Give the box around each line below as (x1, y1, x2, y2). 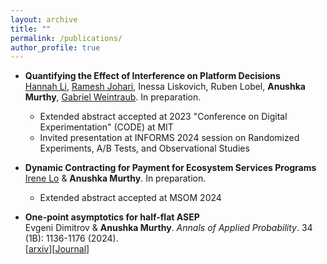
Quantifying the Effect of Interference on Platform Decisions (24, 70, 281, 82)
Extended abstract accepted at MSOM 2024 (39, 192, 222, 204)
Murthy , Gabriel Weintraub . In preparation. (24, 91, 202, 103)
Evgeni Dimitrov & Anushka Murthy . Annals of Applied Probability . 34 (24, 222, 313, 234)
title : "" (10, 24, 52, 34)
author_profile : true (10, 42, 101, 53)
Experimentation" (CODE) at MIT (39, 121, 174, 133)
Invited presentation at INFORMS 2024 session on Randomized (39, 132, 300, 144)
